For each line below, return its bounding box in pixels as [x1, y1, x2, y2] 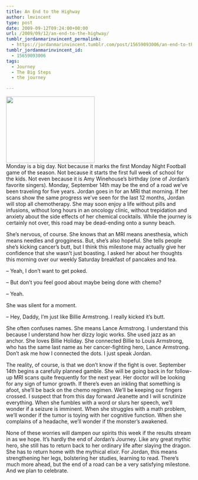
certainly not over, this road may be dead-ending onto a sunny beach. [6, 220, 176, 227]
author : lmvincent [6, 14, 51, 20]
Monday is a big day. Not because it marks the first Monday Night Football [6, 163, 187, 170]
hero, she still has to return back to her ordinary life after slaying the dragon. [6, 442, 192, 449]
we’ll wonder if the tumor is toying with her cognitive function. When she [6, 412, 182, 419]
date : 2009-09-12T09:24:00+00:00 [6, 25, 88, 31]
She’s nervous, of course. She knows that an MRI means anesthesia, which [6, 231, 189, 238]
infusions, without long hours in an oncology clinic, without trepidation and [6, 207, 187, 214]
